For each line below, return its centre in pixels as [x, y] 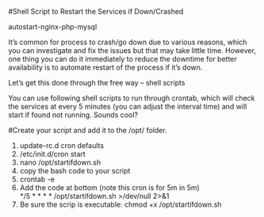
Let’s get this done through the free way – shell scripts [97, 83]
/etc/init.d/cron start [52, 154]
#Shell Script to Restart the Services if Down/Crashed [96, 11]
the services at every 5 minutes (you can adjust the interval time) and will [128, 107]
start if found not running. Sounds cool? [73, 115]
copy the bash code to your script [75, 171]
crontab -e [37, 179]
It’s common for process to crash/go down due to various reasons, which [128, 42]
